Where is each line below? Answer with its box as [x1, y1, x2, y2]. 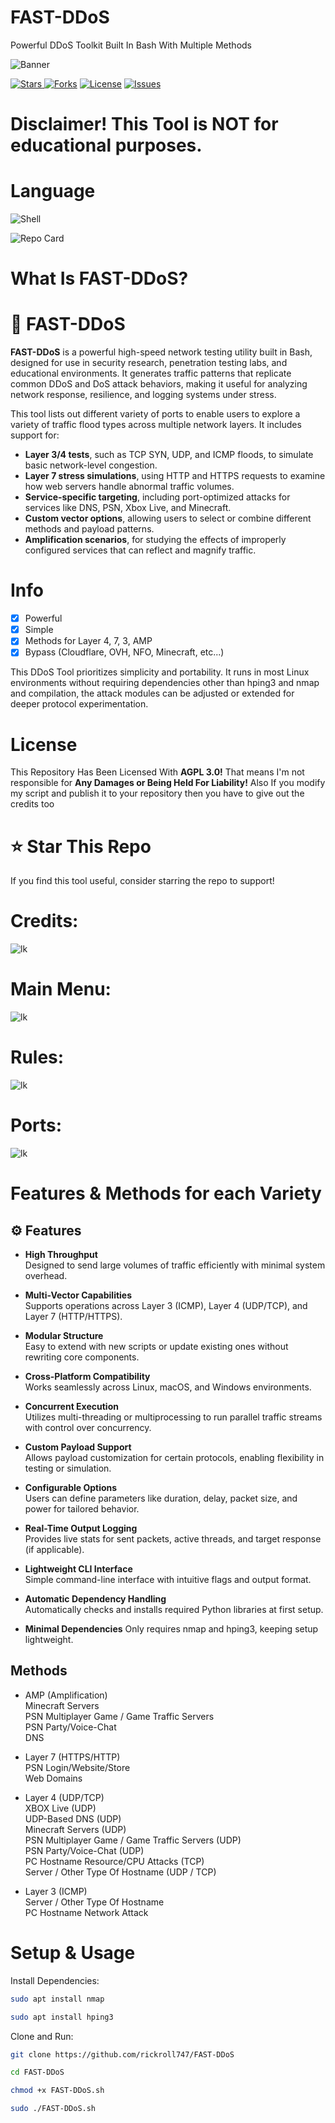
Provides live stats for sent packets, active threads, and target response [24, 1533, 322, 1545]
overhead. [24, 1270, 68, 1281]
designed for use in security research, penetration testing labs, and [10, 357, 288, 369]
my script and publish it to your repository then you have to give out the [10, 787, 305, 800]
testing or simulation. [24, 1462, 112, 1474]
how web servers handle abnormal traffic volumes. [24, 481, 235, 493]
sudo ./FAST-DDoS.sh [10, 2104, 97, 2114]
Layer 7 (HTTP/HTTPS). [24, 1311, 123, 1322]
